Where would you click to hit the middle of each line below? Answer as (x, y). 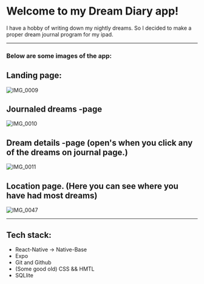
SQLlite (24, 275)
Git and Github (33, 262)
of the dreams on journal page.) (67, 152)
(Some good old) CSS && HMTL (55, 269)
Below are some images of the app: (59, 56)
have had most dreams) (52, 195)
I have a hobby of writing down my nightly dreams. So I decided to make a (99, 28)
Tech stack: (29, 235)
